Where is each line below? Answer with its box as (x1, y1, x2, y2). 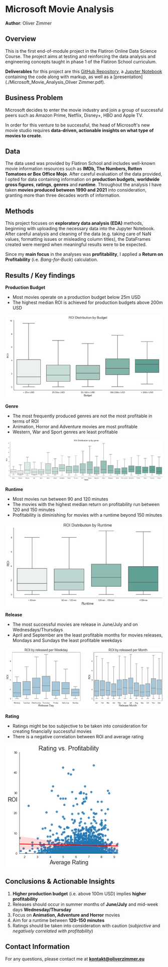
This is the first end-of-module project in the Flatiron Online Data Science (5, 48, 157, 54)
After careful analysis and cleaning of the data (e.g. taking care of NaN (5, 231, 151, 237)
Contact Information (5, 942, 70, 951)
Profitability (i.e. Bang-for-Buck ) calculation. (5, 257, 98, 263)
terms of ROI (12, 418, 39, 424)
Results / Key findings (5, 271, 75, 279)
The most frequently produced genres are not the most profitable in (12, 413, 152, 419)
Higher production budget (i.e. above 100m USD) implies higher (12, 890, 146, 896)
